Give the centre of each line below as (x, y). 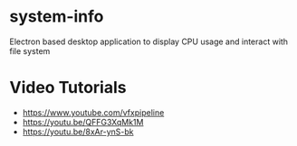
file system (30, 50)
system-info (57, 17)
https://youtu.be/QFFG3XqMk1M (83, 122)
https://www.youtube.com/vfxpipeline (93, 112)
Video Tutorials (68, 88)
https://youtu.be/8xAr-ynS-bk (78, 132)
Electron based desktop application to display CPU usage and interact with (148, 41)
